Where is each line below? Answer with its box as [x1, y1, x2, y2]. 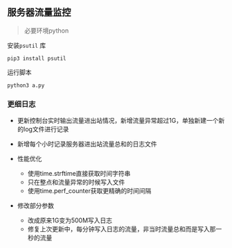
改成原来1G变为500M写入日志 [27, 216, 113, 224]
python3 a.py [7, 82, 45, 89]
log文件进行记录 [23, 125, 69, 133]
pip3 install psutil [7, 55, 67, 62]
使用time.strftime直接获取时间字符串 [27, 170, 131, 178]
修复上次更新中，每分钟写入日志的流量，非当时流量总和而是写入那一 [27, 225, 222, 233]
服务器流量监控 [7, 6, 71, 19]
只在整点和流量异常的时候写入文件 [27, 178, 125, 186]
